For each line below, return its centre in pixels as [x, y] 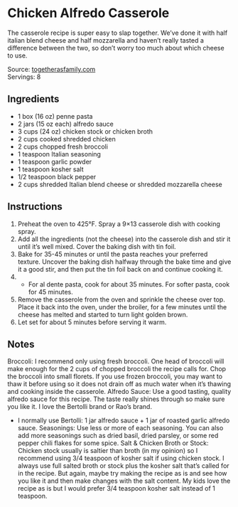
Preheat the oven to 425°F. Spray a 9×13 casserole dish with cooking [119, 224]
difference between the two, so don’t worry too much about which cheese [116, 48]
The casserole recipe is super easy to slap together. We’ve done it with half [118, 33]
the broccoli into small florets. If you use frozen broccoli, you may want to [115, 377]
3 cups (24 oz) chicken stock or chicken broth [85, 131]
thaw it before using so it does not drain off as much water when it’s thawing [119, 384]
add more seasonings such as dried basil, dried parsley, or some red [118, 436]
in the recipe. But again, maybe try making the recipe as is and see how [122, 474]
